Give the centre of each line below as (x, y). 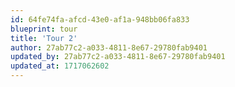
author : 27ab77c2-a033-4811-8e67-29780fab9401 (109, 47)
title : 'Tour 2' (44, 38)
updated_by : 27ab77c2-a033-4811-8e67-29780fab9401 (118, 57)
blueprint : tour (44, 29)
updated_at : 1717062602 (60, 66)
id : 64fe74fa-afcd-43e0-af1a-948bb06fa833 (100, 19)
